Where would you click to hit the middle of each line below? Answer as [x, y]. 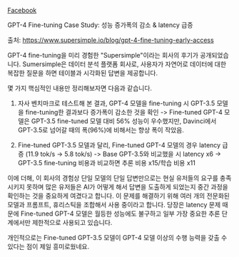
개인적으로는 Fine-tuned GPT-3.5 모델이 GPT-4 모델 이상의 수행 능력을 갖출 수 [117, 237]
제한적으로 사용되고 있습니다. [72, 222]
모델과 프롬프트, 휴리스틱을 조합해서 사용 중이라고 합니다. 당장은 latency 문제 [114, 205]
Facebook [22, 10]
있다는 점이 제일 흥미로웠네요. [49, 246]
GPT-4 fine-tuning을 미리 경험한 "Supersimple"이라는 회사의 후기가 [103, 55]
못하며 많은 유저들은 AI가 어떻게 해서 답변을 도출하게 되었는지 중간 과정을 [127, 187]
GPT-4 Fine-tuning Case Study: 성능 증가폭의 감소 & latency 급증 [100, 25]
